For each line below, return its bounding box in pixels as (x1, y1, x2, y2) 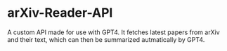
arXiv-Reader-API (7, 5, 113, 21)
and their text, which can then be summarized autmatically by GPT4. (7, 35, 205, 43)
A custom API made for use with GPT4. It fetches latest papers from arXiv (7, 28, 220, 36)
